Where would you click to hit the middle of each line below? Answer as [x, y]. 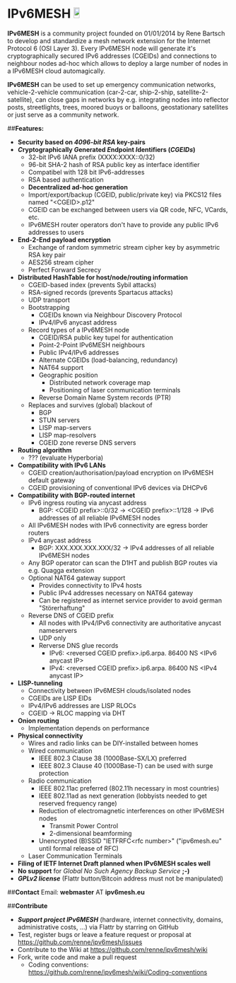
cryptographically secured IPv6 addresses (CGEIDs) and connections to [112, 56]
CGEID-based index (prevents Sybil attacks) [92, 284]
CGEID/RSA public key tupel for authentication [106, 337]
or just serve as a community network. [63, 115]
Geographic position [68, 375]
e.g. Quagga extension [61, 570]
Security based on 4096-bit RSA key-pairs [82, 142]
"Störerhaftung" [62, 607]
